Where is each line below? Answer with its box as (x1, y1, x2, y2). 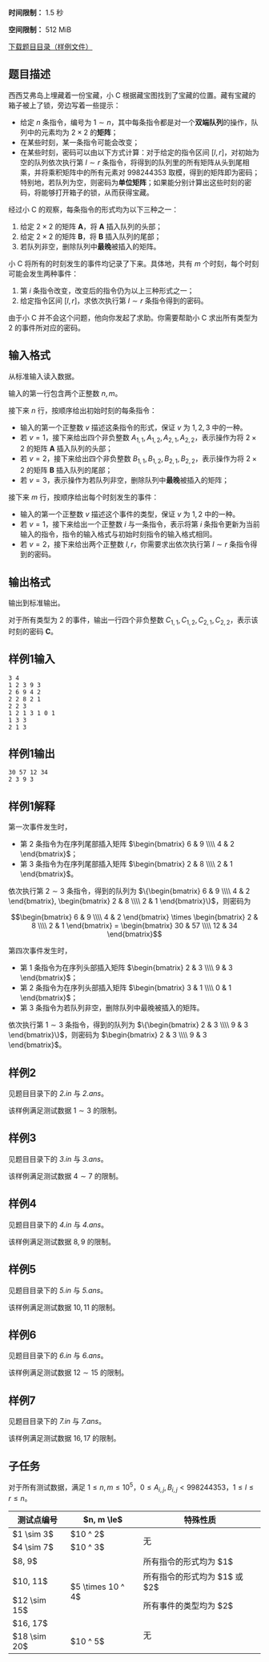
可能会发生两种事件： (8, 269, 78, 278)
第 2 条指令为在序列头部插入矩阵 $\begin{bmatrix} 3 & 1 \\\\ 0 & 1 (19, 983, 232, 993)
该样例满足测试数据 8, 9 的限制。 (8, 1236, 116, 1246)
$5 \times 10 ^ (70, 1581, 126, 1592)
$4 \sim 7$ (12, 1542, 54, 1553)
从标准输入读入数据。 (8, 371, 78, 381)
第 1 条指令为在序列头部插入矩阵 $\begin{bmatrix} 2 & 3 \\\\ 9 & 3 (19, 963, 234, 973)
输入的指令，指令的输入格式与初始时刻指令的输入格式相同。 (19, 529, 217, 540)
